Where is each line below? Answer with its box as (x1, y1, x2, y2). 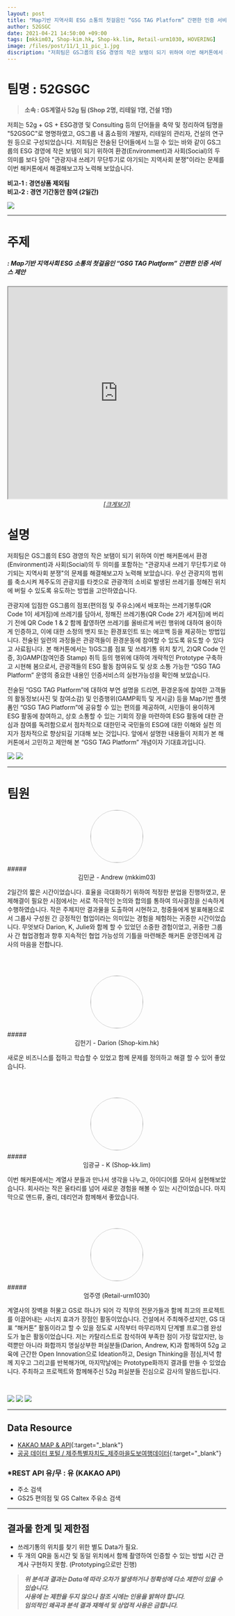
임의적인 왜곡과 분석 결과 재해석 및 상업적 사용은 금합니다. (24, 1601, 179, 1609)
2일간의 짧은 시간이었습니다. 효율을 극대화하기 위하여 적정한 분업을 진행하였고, (7, 887, 219, 896)
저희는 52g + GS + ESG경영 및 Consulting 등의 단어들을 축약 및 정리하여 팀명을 (7, 120, 224, 129)
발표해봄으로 (191, 905, 225, 913)
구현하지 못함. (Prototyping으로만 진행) (30, 1560, 137, 1569)
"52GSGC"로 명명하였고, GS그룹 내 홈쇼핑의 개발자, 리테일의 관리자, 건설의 (7, 129, 211, 137)
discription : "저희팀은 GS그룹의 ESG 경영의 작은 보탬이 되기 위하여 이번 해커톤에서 (7, 49, 223, 56)
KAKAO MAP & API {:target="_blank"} (17, 1440, 124, 1449)
